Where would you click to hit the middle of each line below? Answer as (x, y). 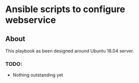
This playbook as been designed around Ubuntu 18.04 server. (70, 51)
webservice (31, 20)
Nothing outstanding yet (38, 75)
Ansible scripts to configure (65, 9)
